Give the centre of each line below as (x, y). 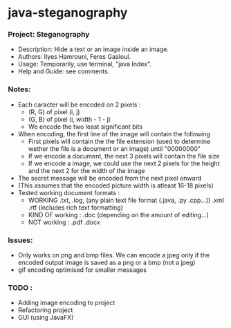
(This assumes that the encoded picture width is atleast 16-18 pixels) (115, 185)
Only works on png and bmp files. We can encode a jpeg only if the (114, 255)
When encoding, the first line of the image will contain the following (114, 134)
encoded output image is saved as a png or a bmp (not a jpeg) (107, 263)
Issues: (20, 240)
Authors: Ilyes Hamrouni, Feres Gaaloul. (74, 57)
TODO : (20, 288)
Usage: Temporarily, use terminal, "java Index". (84, 64)
